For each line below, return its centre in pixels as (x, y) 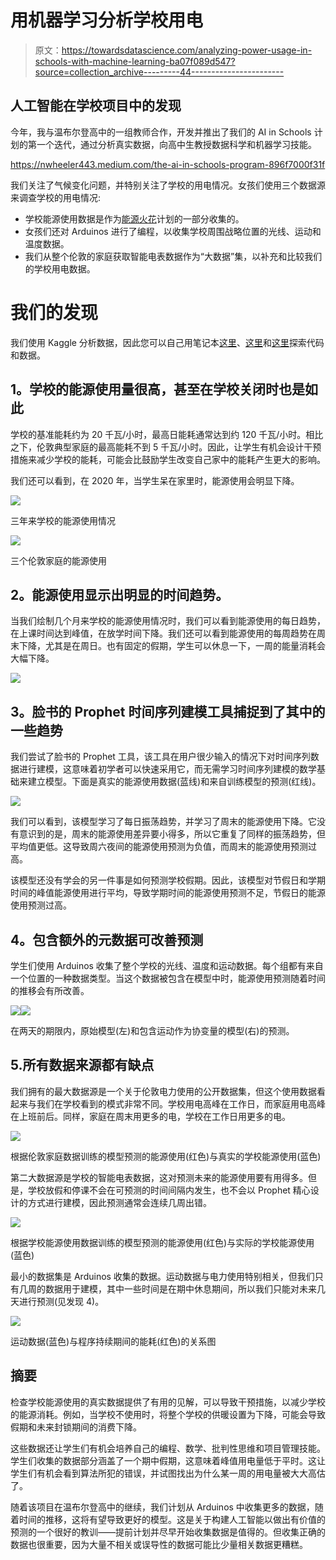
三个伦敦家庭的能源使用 (58, 560)
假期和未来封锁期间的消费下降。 (76, 1427)
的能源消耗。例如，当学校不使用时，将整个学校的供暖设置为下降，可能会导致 (168, 1414)
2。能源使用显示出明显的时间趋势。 (120, 594)
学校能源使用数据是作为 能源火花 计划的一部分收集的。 (134, 218)
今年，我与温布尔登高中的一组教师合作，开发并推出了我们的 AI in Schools (161, 132)
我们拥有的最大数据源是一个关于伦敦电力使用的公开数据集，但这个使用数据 (163, 1091)
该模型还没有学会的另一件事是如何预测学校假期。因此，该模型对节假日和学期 (168, 880)
